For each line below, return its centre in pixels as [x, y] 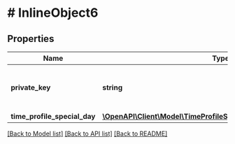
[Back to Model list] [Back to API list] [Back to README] [87, 134]
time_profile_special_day [53, 116]
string [113, 87]
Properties [31, 39]
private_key [31, 87]
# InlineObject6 [53, 13]
